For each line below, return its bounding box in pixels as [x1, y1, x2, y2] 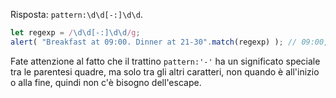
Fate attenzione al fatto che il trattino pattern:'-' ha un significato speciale [10, 55, 321, 67]
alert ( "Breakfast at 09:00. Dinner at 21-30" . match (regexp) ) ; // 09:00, [10, 37, 329, 47]
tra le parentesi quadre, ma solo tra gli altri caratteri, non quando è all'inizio [10, 65, 320, 78]
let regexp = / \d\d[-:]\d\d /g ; [10, 28, 141, 38]
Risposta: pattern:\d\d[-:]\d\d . [10, 9, 143, 20]
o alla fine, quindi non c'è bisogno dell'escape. [10, 76, 202, 88]
